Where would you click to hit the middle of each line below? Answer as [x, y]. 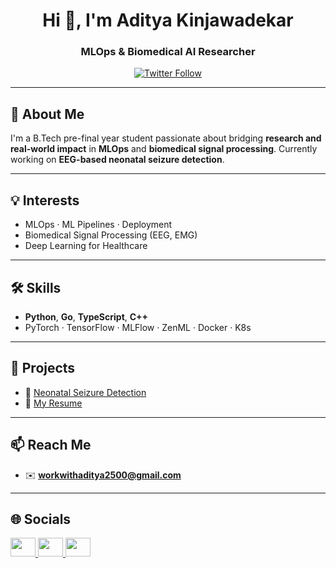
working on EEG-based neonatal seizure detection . [117, 160]
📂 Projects [43, 368]
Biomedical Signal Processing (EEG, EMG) [111, 235]
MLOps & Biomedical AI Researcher [168, 52]
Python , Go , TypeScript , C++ [86, 316]
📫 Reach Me [51, 445]
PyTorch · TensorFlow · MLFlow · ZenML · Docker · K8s [138, 327]
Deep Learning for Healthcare [86, 246]
